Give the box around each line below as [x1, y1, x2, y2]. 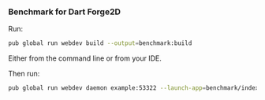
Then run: [8, 69, 40, 79]
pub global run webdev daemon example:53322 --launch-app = [8, 84, 207, 92]
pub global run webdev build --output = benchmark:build [8, 39, 192, 47]
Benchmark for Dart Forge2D [8, 6, 121, 17]
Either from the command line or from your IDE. [8, 54, 162, 63]
